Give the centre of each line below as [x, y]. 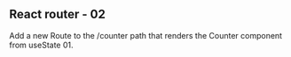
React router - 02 [58, 14]
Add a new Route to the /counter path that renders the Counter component [145, 35]
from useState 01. [41, 45]
